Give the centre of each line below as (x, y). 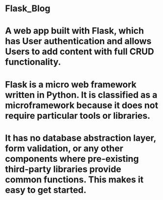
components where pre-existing (72, 159)
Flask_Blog (28, 9)
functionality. (33, 62)
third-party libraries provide (63, 169)
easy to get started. (46, 190)
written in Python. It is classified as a (81, 95)
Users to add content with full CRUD (80, 52)
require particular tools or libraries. (78, 116)
